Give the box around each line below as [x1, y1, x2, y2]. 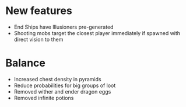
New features [5, 4, 72, 18]
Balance [5, 57, 46, 70]
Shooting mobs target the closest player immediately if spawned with [13, 29, 181, 36]
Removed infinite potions [13, 94, 74, 101]
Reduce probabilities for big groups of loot [13, 82, 116, 89]
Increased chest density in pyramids [13, 75, 101, 82]
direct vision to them [13, 36, 64, 43]
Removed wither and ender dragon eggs [13, 88, 111, 95]
